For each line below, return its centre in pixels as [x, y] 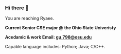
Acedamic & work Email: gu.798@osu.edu [49, 37]
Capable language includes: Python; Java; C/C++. [55, 47]
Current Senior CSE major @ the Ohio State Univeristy [60, 28]
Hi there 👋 [17, 8]
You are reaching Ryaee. [30, 18]
